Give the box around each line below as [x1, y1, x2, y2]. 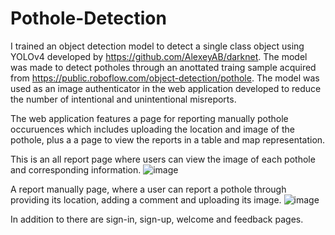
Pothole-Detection [10, 7, 167, 30]
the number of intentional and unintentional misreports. [10, 93, 237, 105]
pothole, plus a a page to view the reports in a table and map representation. [10, 133, 326, 146]
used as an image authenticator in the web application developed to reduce [10, 82, 322, 94]
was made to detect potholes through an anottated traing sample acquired [10, 61, 317, 73]
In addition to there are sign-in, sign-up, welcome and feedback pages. [10, 213, 304, 225]
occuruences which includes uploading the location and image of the [10, 123, 295, 135]
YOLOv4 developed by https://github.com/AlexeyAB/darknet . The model [10, 50, 308, 62]
